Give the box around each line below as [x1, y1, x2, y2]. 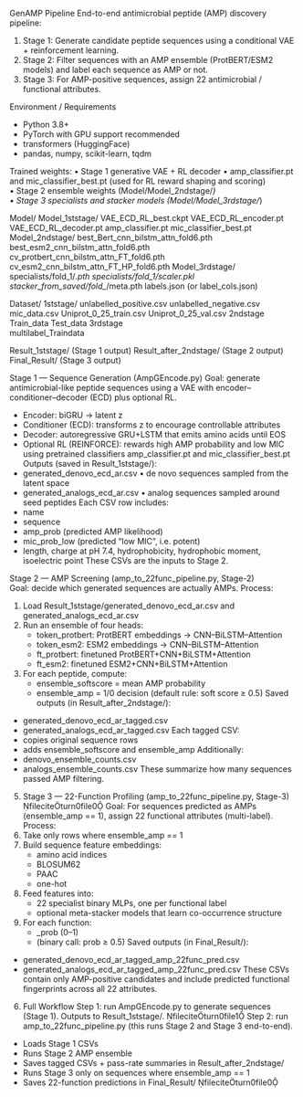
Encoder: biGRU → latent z [22, 410, 123, 420]
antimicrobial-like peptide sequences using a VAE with [9, 383, 214, 393]
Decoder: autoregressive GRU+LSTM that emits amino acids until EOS [22, 429, 286, 439]
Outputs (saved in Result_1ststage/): [22, 459, 158, 469]
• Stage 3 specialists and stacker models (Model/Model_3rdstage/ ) [9, 195, 263, 206]
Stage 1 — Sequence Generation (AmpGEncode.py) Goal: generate [9, 373, 261, 383]
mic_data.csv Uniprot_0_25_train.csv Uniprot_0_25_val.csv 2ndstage [9, 308, 265, 319]
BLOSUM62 [36, 859, 81, 870]
